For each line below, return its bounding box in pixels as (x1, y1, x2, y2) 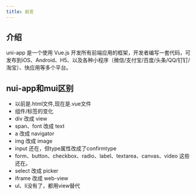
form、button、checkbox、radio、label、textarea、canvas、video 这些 (14, 153, 190, 160)
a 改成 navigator (14, 130, 55, 137)
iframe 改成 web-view (14, 175, 68, 182)
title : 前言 (6, 8, 34, 15)
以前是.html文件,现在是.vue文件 (14, 100, 91, 107)
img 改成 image (14, 138, 53, 145)
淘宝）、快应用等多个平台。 (6, 64, 71, 72)
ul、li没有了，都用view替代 (14, 182, 80, 190)
